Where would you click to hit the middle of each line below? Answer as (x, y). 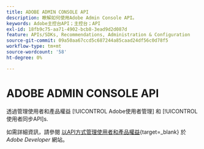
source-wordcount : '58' (37, 52)
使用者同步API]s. (27, 119)
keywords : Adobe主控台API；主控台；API (54, 23)
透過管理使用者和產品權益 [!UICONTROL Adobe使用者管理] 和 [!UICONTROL (102, 111)
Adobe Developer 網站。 (37, 139)
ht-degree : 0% (25, 58)
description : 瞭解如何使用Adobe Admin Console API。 (72, 18)
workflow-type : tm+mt (34, 47)
